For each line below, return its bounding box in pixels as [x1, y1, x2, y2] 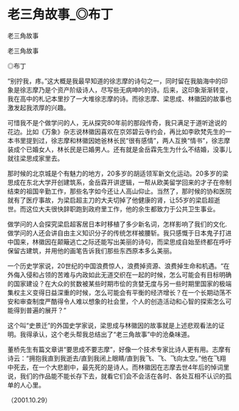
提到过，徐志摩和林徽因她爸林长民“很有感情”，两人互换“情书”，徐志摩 [26, 136, 230, 144]
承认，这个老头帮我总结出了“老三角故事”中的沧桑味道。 [31, 330, 194, 338]
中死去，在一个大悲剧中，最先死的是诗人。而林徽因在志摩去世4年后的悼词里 [7, 363, 230, 371]
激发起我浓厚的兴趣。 [7, 103, 70, 112]
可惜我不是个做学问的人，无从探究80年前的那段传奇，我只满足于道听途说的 [7, 118, 228, 127]
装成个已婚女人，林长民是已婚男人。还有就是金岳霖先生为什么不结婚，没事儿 [7, 145, 232, 154]
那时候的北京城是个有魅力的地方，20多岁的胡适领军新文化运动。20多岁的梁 [7, 169, 229, 178]
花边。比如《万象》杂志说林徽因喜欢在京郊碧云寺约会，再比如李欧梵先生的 [7, 127, 225, 136]
